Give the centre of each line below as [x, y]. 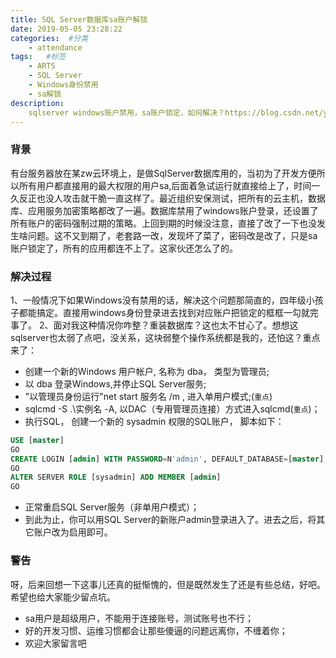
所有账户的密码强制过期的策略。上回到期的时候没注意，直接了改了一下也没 [163, 223]
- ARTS [42, 66]
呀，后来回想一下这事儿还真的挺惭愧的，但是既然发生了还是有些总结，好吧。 [168, 584]
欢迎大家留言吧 [55, 643]
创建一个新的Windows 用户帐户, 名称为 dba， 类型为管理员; [147, 371]
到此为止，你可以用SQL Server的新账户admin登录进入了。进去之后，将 [170, 520]
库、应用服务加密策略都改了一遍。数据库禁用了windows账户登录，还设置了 [164, 210]
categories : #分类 [49, 38]
